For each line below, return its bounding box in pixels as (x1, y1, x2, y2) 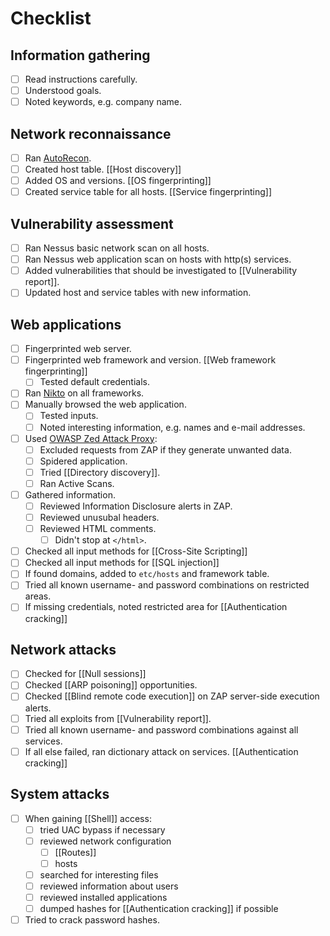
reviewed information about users (39, 880, 179, 892)
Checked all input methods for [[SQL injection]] (24, 557, 220, 569)
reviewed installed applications (39, 891, 168, 903)
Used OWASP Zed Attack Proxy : (24, 432, 158, 444)
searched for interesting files (39, 868, 159, 881)
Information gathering (10, 47, 151, 64)
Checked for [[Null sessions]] (24, 668, 147, 680)
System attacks (10, 786, 110, 803)
